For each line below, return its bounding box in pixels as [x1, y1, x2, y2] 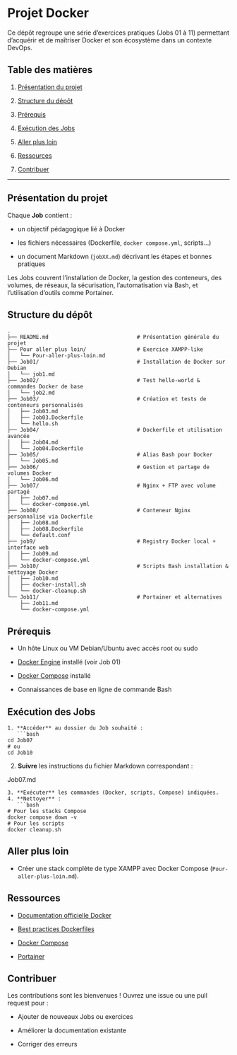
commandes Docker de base [7, 384, 83, 391]
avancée [7, 433, 30, 440]
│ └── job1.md [7, 371, 55, 378]
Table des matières [7, 64, 93, 76]
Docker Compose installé [17, 671, 91, 680]
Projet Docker [7, 5, 90, 21]
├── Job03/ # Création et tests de [7, 396, 207, 403]
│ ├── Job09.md [7, 550, 59, 558]
